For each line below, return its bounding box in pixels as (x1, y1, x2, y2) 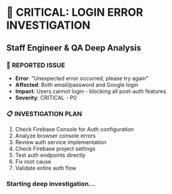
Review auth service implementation (15, 139, 107, 146)
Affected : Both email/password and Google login (15, 81, 139, 88)
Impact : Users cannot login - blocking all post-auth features (15, 88, 167, 95)
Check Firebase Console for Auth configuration (15, 126, 134, 133)
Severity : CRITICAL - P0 (15, 94, 77, 101)
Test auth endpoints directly (15, 151, 86, 159)
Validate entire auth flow (15, 164, 77, 172)
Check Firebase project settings (15, 145, 96, 153)
